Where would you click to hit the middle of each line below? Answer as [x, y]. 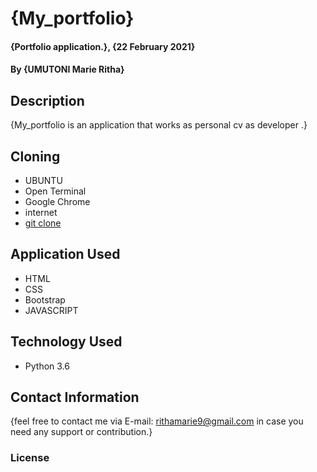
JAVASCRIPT [51, 310]
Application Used [65, 254]
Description [47, 100]
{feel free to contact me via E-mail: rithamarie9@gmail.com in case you [157, 421]
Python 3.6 [47, 366]
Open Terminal [55, 191]
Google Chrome [57, 201]
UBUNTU [43, 180]
